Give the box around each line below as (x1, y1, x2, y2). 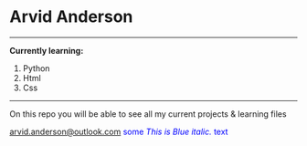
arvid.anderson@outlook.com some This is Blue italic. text (9, 126, 228, 137)
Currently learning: (9, 45, 84, 56)
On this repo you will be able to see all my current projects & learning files (9, 108, 287, 120)
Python (22, 62, 50, 74)
